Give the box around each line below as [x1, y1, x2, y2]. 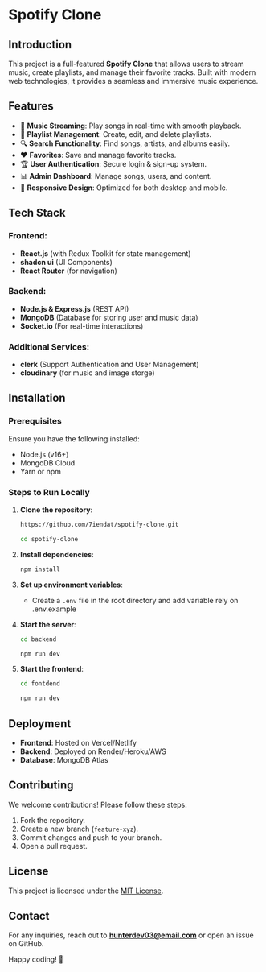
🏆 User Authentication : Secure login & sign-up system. [19, 159, 207, 168]
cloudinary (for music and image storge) [19, 368, 155, 378]
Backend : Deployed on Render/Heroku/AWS [19, 747, 166, 756]
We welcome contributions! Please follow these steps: [8, 800, 187, 809]
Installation [8, 391, 66, 405]
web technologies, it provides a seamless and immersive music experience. [8, 77, 259, 85]
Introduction [8, 38, 72, 52]
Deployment [8, 717, 72, 730]
